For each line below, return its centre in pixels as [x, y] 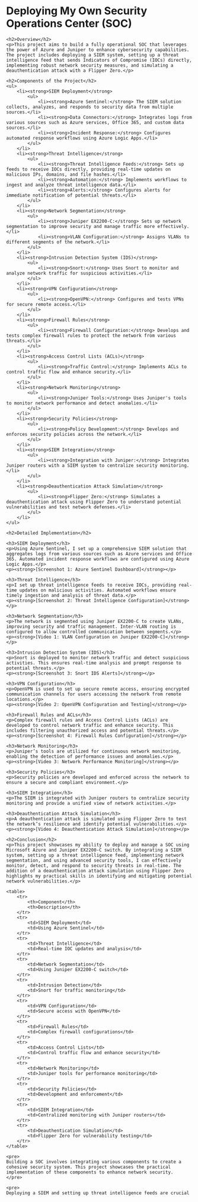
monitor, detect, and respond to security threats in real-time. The [94, 865]
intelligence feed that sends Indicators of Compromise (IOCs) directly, [99, 60]
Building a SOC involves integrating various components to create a [94, 1162]
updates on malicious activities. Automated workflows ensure [98, 590]
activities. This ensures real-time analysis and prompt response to [94, 663]
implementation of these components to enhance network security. [90, 1172]
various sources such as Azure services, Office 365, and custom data [95, 122]
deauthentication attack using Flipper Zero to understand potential [94, 502]
